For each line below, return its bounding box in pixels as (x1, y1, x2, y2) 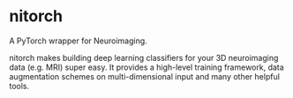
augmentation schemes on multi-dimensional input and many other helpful (9, 71, 281, 81)
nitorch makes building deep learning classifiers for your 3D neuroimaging (9, 52, 279, 63)
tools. (9, 80, 30, 91)
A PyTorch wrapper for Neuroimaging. (9, 35, 147, 46)
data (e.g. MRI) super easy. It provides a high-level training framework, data (9, 62, 284, 72)
